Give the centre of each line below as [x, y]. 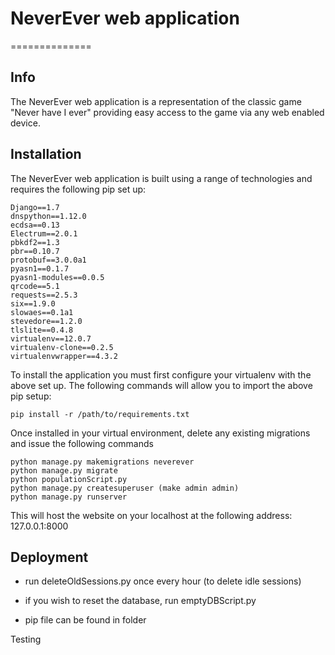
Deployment [49, 557]
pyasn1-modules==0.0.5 [57, 277]
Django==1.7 [35, 207]
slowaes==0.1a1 [42, 312]
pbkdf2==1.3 [35, 242]
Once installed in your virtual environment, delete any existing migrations [160, 433]
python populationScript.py [69, 479]
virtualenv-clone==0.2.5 [62, 347]
